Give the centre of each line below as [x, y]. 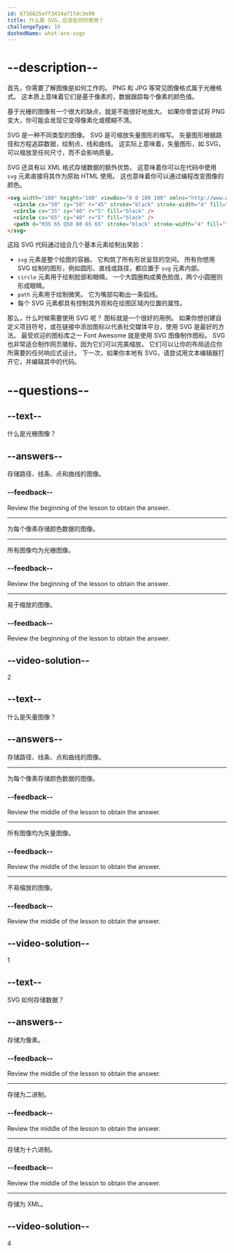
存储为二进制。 [29, 1094]
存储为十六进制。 [32, 1149]
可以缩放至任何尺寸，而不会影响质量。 [62, 153]
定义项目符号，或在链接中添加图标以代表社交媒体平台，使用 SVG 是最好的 [113, 327]
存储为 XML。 [27, 1204]
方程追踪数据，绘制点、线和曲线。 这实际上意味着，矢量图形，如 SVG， [122, 144]
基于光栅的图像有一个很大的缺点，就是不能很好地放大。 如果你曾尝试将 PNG [116, 112]
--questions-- [48, 390]
